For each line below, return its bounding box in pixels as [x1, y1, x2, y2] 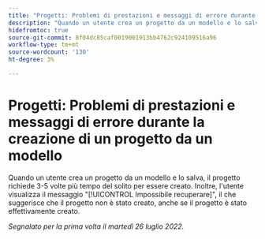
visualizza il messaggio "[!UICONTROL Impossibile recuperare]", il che [8, 189, 237, 199]
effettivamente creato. [8, 206, 80, 215]
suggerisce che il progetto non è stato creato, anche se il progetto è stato [8, 198, 247, 207]
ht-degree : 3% [8, 56, 55, 64]
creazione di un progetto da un [8, 130, 213, 148]
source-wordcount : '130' [8, 48, 90, 56]
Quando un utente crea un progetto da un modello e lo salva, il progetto [8, 173, 241, 182]
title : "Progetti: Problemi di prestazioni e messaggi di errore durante [8, 11, 256, 20]
